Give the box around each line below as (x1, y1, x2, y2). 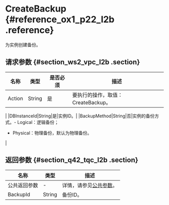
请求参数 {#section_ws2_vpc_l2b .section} (5, 58, 140, 66)
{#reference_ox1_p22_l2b (5, 14, 115, 25)
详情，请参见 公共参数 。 (62, 182, 118, 189)
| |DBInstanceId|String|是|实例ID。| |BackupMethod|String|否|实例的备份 (5, 113, 155, 119)
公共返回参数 (8, 182, 39, 189)
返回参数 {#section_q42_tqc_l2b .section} (5, 156, 138, 164)
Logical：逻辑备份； (17, 119, 59, 125)
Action (8, 95, 24, 102)
